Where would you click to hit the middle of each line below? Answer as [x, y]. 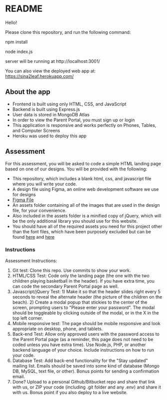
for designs [24, 194]
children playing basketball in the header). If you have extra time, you [83, 281]
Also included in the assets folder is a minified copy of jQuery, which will [87, 216]
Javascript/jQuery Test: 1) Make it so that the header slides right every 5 [86, 291]
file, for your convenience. [39, 210]
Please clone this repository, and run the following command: [68, 32]
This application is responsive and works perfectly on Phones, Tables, [84, 125]
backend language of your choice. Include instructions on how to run [83, 350]
